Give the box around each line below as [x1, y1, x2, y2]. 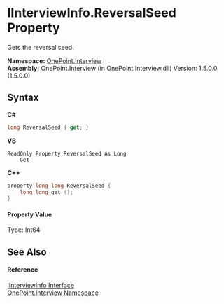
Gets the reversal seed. [7, 43, 75, 51]
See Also [7, 246, 47, 258]
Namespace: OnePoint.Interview [7, 56, 102, 64]
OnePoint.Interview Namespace [7, 289, 99, 297]
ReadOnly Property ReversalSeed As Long [7, 150, 127, 157]
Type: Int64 [7, 226, 41, 234]
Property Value [7, 210, 52, 219]
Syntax [7, 92, 39, 104]
